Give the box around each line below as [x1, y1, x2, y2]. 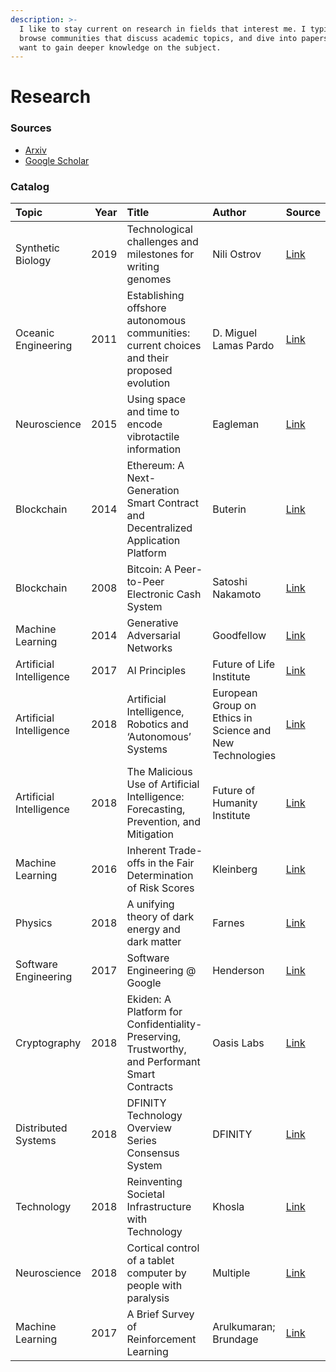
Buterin [212, 502, 247, 516]
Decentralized [126, 521, 193, 535]
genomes [126, 272, 172, 286]
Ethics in [212, 711, 253, 725]
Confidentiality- [126, 1017, 203, 1031]
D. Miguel [212, 326, 258, 340]
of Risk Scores [126, 881, 195, 895]
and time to [126, 405, 180, 419]
